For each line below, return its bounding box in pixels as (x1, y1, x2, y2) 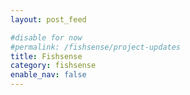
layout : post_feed (10, 14, 87, 25)
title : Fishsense (10, 51, 83, 61)
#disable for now (10, 32, 83, 43)
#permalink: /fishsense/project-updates (10, 42, 182, 52)
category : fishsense (10, 61, 97, 71)
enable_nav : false (10, 70, 87, 80)
